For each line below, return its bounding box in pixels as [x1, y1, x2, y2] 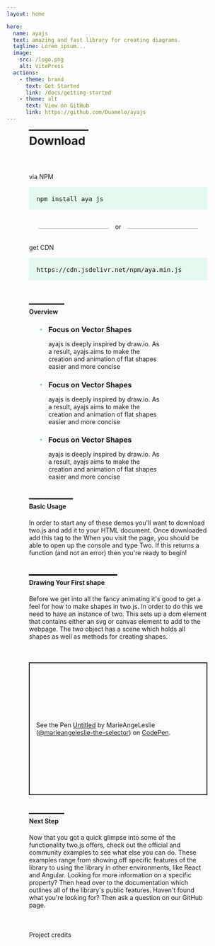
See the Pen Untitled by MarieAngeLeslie [35, 721, 156, 729]
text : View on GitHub [25, 102, 90, 110]
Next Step [28, 817, 59, 826]
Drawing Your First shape [28, 579, 105, 587]
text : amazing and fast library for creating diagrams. [13, 36, 181, 43]
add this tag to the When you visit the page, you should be [28, 534, 199, 542]
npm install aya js [36, 195, 104, 203]
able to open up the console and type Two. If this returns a [28, 541, 199, 549]
